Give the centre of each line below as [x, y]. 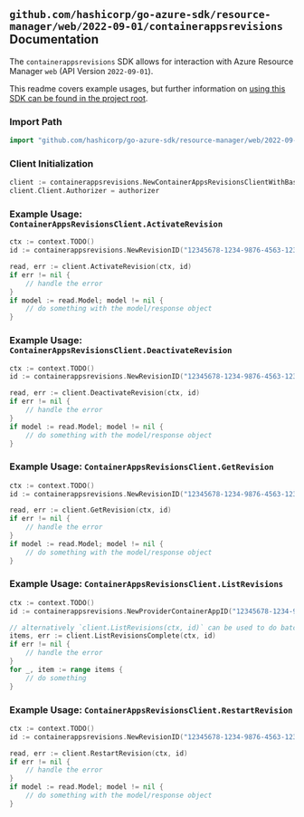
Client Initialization [52, 163]
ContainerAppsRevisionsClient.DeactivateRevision [121, 351]
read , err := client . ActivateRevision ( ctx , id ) [101, 267]
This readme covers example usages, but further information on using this [147, 88]
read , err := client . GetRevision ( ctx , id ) [90, 510]
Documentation [54, 39]
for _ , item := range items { [66, 669]
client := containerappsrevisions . [76, 183]
